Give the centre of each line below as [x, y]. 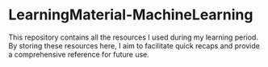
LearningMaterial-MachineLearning [131, 15]
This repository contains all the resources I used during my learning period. [133, 37]
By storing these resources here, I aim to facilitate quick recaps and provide [134, 45]
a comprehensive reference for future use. [79, 54]
